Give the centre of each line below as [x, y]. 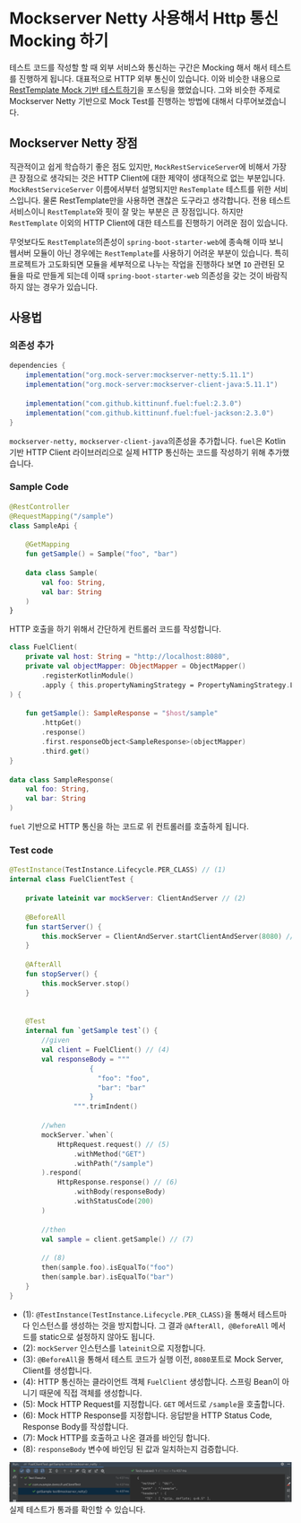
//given [56, 1041]
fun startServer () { [64, 927]
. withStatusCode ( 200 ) [113, 1202]
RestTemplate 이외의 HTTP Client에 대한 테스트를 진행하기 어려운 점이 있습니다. [149, 223]
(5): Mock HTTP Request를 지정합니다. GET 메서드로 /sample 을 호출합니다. [153, 1404]
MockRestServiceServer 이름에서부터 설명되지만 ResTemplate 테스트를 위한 [140, 188]
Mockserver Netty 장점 [73, 143]
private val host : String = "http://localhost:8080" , [128, 657]
